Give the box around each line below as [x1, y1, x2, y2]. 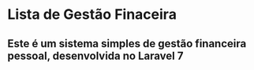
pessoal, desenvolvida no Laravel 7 [7, 49, 184, 62]
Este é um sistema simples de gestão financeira [7, 37, 247, 50]
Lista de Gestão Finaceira [7, 6, 177, 24]
